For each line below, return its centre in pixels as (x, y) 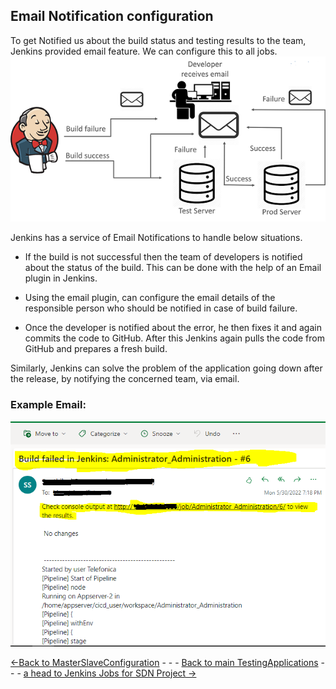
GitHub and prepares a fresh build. (96, 349)
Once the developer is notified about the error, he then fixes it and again (173, 328)
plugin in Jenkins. (61, 278)
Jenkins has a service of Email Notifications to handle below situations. (156, 238)
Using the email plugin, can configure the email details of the (150, 298)
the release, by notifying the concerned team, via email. (125, 379)
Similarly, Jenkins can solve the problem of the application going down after (166, 368)
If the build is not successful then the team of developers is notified (163, 257)
